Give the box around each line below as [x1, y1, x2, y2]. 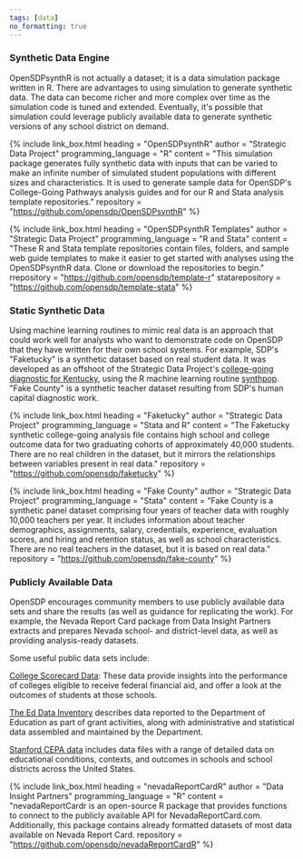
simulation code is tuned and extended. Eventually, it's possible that [9, 101, 263, 112]
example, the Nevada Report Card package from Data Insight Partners [9, 615, 271, 627]
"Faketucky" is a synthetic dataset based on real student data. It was [9, 354, 267, 365]
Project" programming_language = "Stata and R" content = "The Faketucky [9, 420, 290, 431]
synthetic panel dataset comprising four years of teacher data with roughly [9, 505, 289, 516]
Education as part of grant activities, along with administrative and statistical [9, 717, 295, 728]
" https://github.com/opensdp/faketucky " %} [9, 468, 175, 479]
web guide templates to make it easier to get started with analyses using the [9, 252, 295, 264]
